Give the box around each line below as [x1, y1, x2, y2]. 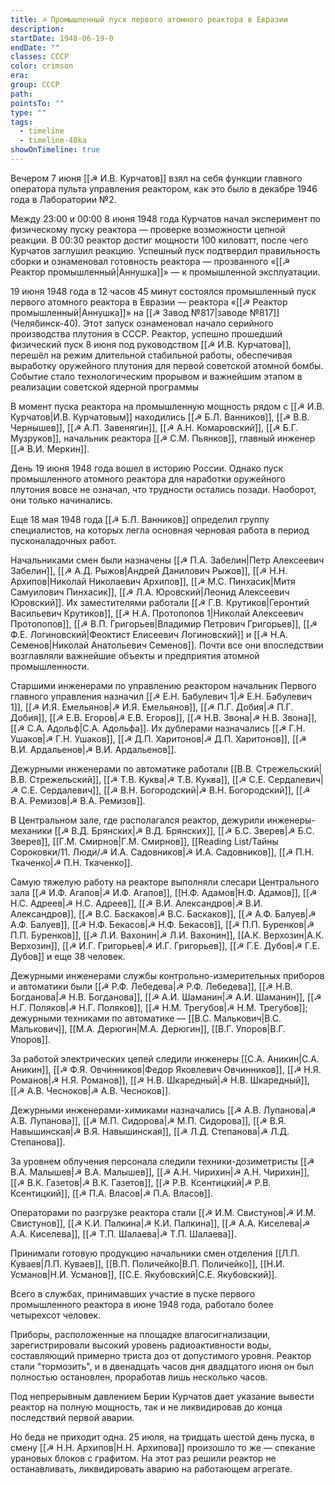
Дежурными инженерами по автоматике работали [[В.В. [10, 762, 254, 775]
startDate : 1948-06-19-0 [10, 33, 114, 43]
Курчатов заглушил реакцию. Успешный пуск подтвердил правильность [10, 244, 321, 256]
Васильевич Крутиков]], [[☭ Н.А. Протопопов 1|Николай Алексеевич [10, 607, 304, 619]
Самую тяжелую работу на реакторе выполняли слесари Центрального [10, 876, 320, 888]
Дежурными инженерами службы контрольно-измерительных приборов [10, 969, 325, 981]
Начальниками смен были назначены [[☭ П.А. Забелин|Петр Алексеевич [10, 554, 325, 566]
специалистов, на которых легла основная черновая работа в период [10, 524, 310, 536]
